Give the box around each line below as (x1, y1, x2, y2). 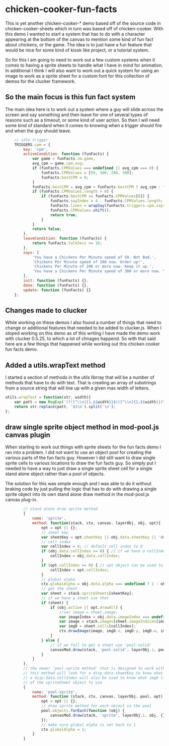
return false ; (32, 226, 62, 232)
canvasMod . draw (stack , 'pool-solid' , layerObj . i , (50, 647, 156, 652)
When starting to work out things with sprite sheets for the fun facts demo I (5, 444, 161, 450)
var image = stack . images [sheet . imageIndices (59, 619, 156, 624)
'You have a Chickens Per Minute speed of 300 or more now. (32, 269, 161, 274)
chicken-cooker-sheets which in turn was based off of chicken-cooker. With (5, 25, 163, 31)
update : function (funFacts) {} (23, 288, 92, 293)
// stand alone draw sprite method (23, 506, 98, 511)
